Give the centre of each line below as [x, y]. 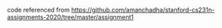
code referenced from [39, 10]
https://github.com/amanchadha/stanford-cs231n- [143, 10]
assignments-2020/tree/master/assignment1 [70, 17]
